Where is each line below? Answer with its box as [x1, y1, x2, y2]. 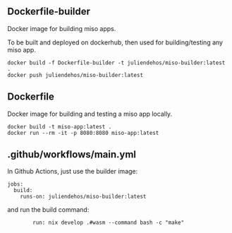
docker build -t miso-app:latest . [7, 123, 112, 130]
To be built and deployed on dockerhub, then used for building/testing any [7, 38, 224, 47]
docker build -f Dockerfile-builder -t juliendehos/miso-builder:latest [7, 59, 226, 66]
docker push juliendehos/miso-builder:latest [7, 71, 143, 78]
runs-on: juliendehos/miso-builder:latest [20, 193, 147, 201]
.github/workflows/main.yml [7, 148, 136, 161]
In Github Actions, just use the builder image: [7, 167, 138, 176]
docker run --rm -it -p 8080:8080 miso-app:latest [7, 129, 159, 136]
